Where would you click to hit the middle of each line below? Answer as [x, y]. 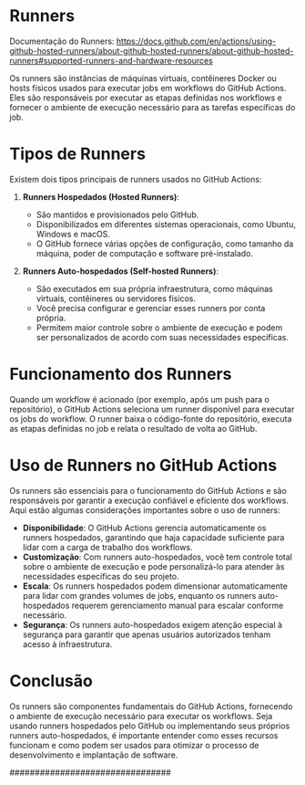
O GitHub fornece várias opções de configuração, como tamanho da [165, 244]
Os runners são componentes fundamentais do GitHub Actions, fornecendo [151, 706]
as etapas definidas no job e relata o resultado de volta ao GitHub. [133, 428]
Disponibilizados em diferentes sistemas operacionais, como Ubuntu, [166, 224]
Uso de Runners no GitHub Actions [143, 466]
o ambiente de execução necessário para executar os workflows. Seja [141, 716]
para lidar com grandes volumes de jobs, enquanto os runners [139, 595]
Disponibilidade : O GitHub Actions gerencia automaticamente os [144, 528]
